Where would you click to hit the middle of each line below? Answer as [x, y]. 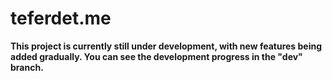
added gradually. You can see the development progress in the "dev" [156, 56]
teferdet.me [61, 18]
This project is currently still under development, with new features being [166, 46]
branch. [27, 67]
